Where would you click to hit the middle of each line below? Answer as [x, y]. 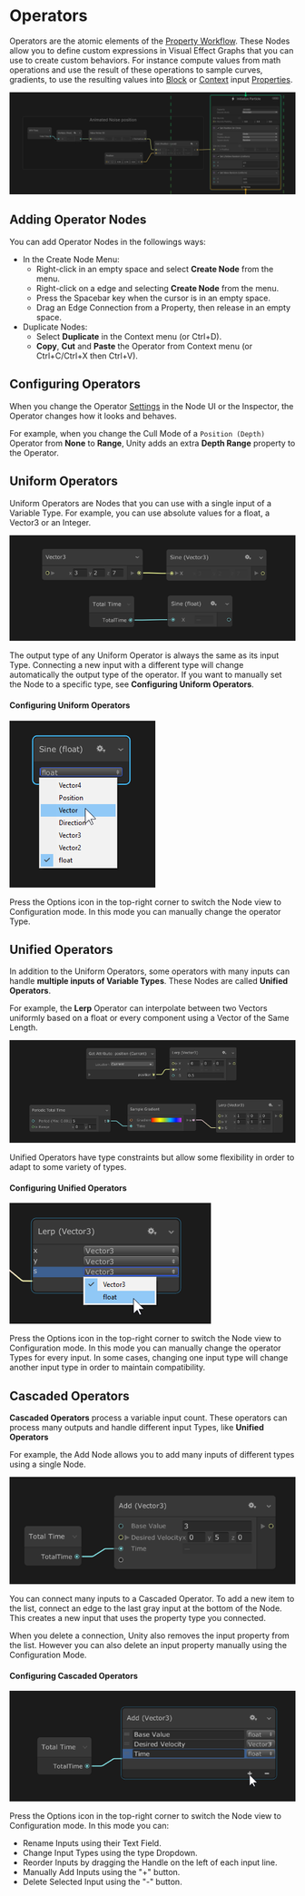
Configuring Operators [75, 384]
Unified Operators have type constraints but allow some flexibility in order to [152, 1157]
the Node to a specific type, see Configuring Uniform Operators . [132, 684]
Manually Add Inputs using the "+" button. [101, 1872]
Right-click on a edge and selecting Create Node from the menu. [157, 288]
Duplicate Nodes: [55, 327]
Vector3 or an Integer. [50, 522]
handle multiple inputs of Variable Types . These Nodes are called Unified [149, 981]
